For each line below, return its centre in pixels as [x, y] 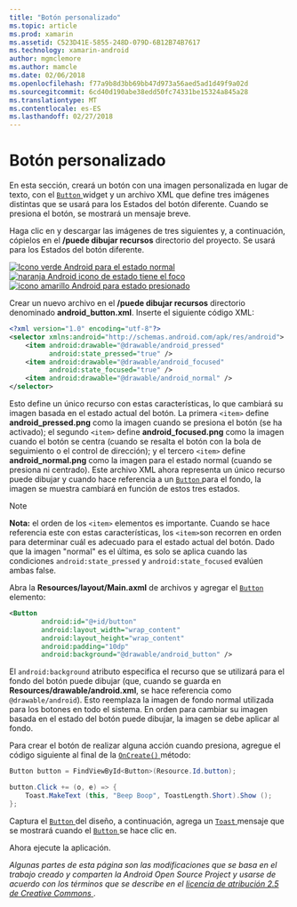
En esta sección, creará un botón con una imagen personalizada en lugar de [149, 185]
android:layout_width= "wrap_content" [111, 630]
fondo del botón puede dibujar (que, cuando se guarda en [115, 681]
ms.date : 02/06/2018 [48, 76]
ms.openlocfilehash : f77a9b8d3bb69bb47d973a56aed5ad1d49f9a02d [129, 84]
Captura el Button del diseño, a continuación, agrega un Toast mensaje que [147, 821]
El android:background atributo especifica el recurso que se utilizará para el [147, 671]
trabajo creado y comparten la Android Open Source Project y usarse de [143, 874]
